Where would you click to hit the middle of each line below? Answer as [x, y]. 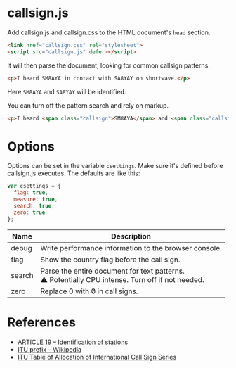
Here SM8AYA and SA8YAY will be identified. [67, 91]
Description [131, 236]
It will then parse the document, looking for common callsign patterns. [109, 65]
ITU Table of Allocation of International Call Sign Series [97, 357]
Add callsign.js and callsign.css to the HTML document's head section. [109, 32]
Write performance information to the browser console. [131, 248]
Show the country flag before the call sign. [110, 260]
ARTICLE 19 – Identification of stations [73, 342]
